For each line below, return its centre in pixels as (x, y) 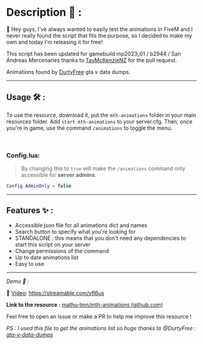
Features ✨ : (30, 210)
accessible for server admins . (59, 175)
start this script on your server (53, 244)
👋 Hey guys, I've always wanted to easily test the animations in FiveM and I (100, 29)
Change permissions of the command (62, 251)
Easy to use (29, 263)
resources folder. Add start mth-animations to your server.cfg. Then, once (99, 121)
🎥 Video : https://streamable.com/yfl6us (55, 293)
